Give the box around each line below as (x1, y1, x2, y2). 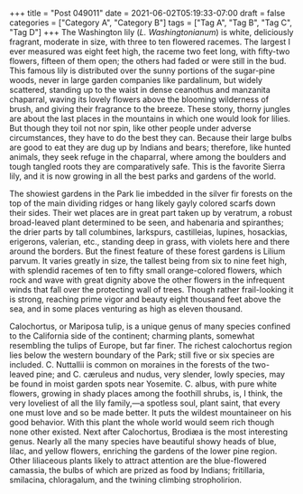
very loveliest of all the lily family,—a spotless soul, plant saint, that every (9, 397, 281, 408)
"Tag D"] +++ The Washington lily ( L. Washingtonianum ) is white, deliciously (9, 27, 294, 37)
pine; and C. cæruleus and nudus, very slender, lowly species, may (35, 369, 286, 379)
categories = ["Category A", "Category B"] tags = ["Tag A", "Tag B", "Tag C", (9, 17, 293, 28)
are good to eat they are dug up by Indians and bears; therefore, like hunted (9, 142, 291, 153)
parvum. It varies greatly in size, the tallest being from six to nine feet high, (9, 256, 287, 266)
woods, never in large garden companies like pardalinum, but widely (9, 75, 263, 85)
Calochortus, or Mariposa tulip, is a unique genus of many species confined (9, 321, 291, 331)
